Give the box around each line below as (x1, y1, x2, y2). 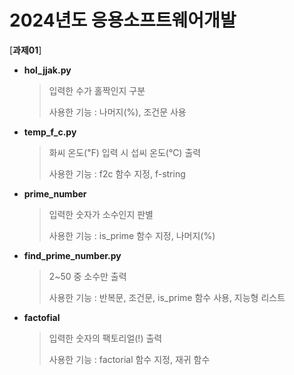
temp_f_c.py (23, 126, 77, 138)
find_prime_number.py (23, 249, 122, 261)
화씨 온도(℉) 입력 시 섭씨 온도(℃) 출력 (48, 146, 202, 158)
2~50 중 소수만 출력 (48, 270, 127, 282)
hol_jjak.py (23, 64, 72, 76)
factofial (23, 311, 61, 323)
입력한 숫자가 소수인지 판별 (48, 208, 154, 220)
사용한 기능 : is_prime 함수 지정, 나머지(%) (48, 229, 216, 241)
